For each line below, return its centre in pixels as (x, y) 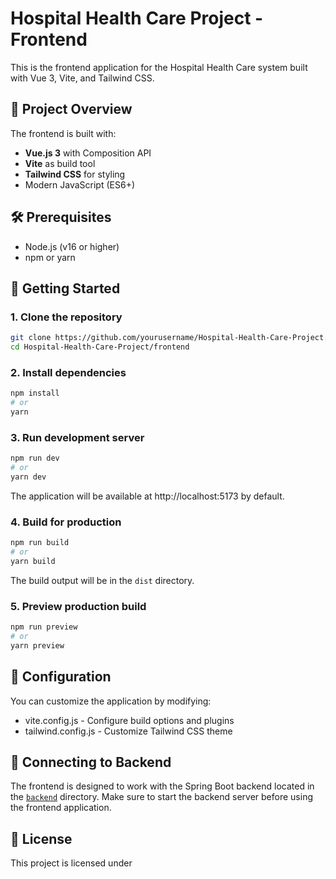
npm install (35, 393)
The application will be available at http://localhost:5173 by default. (147, 496)
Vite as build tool (60, 163)
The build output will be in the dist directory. (102, 580)
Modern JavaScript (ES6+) (80, 184)
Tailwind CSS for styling (75, 174)
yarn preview (37, 645)
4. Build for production (66, 522)
